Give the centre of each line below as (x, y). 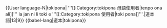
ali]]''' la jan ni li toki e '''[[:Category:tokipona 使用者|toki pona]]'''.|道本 (80, 14)
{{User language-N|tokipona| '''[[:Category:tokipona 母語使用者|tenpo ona (84, 8)
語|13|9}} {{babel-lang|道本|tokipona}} (46, 20)
